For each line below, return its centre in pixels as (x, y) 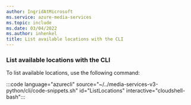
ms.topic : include (29, 23)
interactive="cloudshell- (156, 91)
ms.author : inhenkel (32, 34)
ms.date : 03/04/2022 (32, 28)
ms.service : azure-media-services (49, 17)
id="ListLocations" (102, 91)
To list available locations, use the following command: (73, 73)
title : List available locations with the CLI (65, 39)
